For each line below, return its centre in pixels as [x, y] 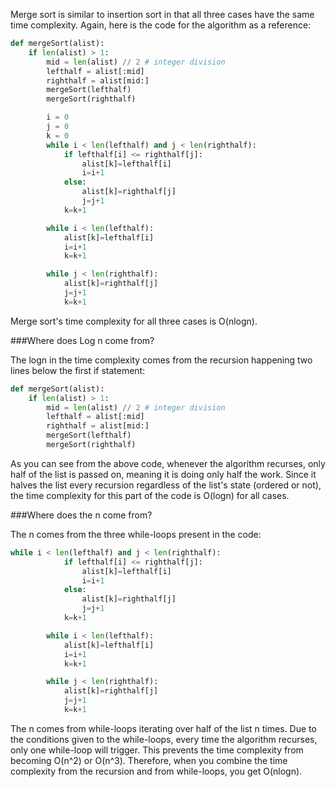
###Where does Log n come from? [82, 340]
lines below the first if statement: [78, 370]
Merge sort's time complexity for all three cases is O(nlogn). [134, 321]
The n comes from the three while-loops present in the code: [136, 534]
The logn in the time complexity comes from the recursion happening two [161, 360]
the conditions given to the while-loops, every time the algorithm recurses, [164, 739]
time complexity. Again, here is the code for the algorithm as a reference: [161, 25]
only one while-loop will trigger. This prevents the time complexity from [157, 750]
